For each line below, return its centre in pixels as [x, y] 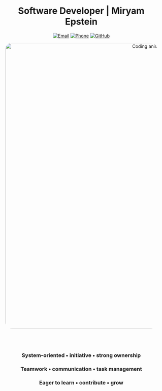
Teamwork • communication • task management [81, 369]
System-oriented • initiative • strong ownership [81, 355]
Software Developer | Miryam [81, 11]
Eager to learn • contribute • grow [81, 382]
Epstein [81, 22]
